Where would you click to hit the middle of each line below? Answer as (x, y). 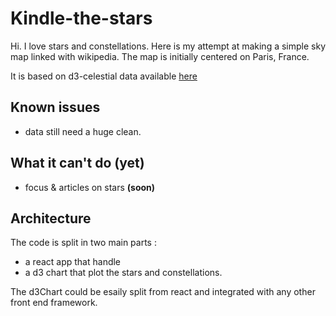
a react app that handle (73, 262)
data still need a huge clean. (83, 131)
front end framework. (54, 303)
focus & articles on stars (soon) (90, 187)
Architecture (51, 218)
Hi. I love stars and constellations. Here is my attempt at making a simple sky (168, 46)
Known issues (55, 107)
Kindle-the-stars (81, 18)
